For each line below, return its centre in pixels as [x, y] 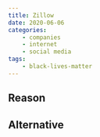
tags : [17, 59]
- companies [41, 37]
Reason [27, 98]
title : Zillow [31, 15]
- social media [47, 52]
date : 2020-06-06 [36, 23]
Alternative [36, 125]
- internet [40, 45]
